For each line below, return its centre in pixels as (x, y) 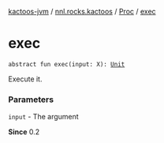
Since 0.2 (24, 132)
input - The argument (43, 117)
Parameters (31, 100)
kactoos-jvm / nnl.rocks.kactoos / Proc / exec (82, 11)
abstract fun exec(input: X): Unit (67, 64)
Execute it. (25, 79)
